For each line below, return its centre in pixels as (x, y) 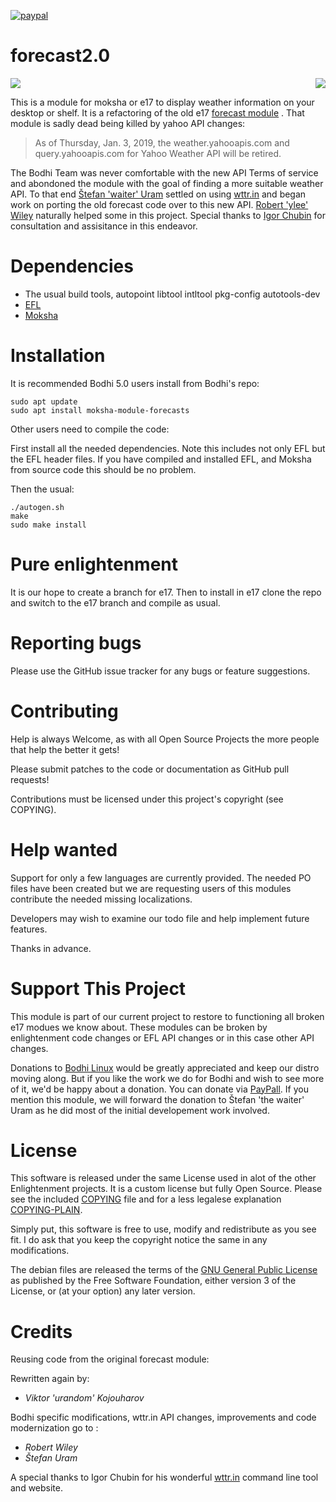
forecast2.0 (60, 56)
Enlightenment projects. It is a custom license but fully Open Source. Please (166, 1189)
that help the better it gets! (65, 749)
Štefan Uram (51, 1458)
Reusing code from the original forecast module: (110, 1359)
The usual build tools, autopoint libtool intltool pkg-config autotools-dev (172, 294)
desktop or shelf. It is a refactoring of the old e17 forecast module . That (157, 112)
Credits (41, 1331)
